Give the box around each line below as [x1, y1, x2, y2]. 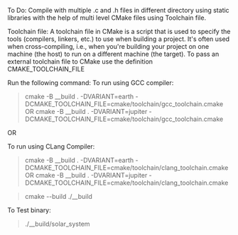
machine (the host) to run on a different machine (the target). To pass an [7, 50, 220, 58]
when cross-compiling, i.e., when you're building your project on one [7, 42, 210, 50]
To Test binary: [7, 206, 51, 214]
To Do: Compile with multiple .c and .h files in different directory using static [7, 6, 229, 14]
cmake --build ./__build [24, 193, 92, 200]
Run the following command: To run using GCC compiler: [7, 79, 174, 87]
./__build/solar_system [24, 219, 90, 228]
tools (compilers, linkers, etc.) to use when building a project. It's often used [7, 35, 229, 43]
